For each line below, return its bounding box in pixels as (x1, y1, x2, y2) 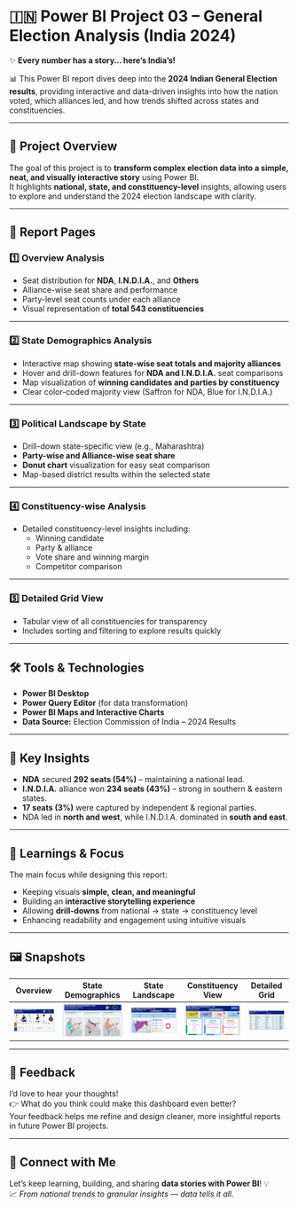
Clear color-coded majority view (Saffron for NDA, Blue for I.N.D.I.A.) (21, 386, 273, 396)
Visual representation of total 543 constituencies (21, 303, 205, 314)
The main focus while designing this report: (9, 869, 168, 880)
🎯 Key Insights (9, 750, 90, 765)
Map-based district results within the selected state (21, 469, 211, 480)
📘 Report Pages (9, 224, 96, 240)
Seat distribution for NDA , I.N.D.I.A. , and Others (21, 275, 200, 286)
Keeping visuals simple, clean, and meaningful (21, 887, 196, 898)
